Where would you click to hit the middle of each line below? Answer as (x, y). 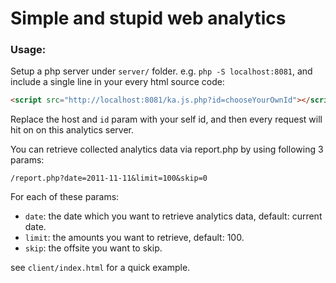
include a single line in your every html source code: (117, 82)
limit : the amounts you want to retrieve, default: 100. (134, 238)
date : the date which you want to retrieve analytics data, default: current (173, 216)
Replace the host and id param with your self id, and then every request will (166, 119)
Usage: (28, 50)
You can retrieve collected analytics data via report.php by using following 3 (167, 149)
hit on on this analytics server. (72, 130)
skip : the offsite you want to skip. (93, 248)
